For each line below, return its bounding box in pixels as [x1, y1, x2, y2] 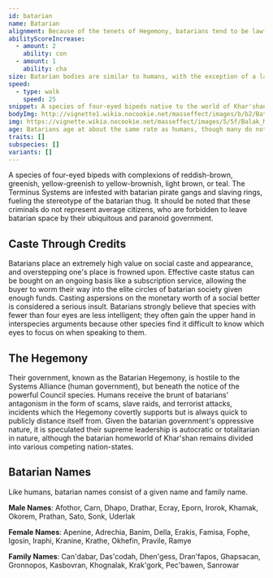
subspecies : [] [8, 140, 60, 149]
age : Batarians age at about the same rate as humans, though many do [8, 125, 253, 133]
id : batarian [8, 11, 53, 20]
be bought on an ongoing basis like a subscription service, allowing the [8, 276, 246, 285]
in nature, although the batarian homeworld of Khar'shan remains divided [8, 433, 253, 443]
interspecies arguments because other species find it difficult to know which [8, 319, 265, 329]
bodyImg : [8, 111, 38, 119]
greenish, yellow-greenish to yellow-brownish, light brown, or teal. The [8, 179, 245, 189]
